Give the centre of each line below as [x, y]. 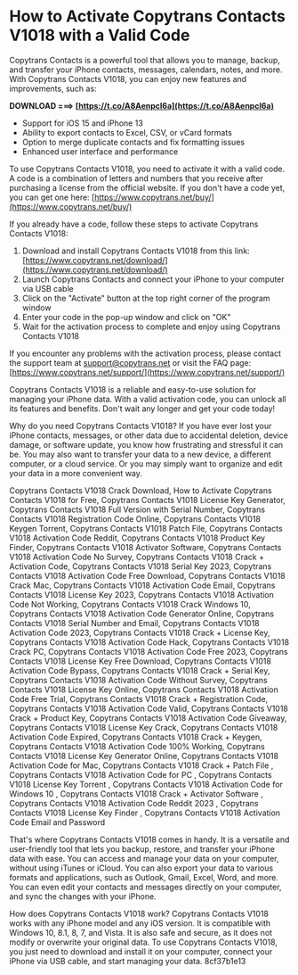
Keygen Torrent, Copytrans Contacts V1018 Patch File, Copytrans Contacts [146, 528]
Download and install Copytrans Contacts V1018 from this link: [136, 251]
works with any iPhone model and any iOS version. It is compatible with [140, 923]
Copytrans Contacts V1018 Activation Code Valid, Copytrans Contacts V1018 [149, 708]
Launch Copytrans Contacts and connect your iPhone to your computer [153, 279]
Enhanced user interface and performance [100, 151]
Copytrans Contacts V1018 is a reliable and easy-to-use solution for [133, 389]
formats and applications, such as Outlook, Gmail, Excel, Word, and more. [144, 877]
